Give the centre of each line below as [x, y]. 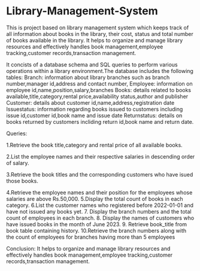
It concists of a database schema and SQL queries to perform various [92, 65]
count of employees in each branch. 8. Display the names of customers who [100, 218]
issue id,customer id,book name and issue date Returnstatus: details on [94, 115]
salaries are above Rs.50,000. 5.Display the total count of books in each [95, 199]
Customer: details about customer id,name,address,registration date [90, 102]
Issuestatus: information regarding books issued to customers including [95, 109]
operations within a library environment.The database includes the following [100, 71]
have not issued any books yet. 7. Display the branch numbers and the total [99, 211]
